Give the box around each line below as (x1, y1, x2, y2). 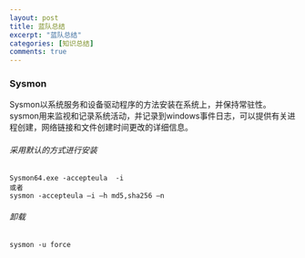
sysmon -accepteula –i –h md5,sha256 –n (9, 191, 166, 201)
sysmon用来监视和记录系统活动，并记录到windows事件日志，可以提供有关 (9, 110, 289, 121)
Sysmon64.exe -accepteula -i (9, 173, 125, 182)
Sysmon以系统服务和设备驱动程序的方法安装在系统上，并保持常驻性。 (9, 99, 271, 110)
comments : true (9, 47, 67, 57)
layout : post (9, 13, 59, 23)
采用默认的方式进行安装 (9, 145, 97, 156)
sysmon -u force (9, 240, 71, 249)
